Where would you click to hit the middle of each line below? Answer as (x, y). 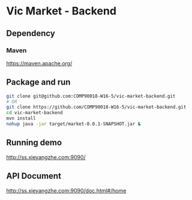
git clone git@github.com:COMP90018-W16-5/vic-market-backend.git (91, 96)
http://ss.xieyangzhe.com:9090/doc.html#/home (66, 190)
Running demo (34, 143)
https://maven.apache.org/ (39, 63)
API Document (34, 176)
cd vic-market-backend (34, 113)
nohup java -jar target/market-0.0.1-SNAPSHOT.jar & (73, 124)
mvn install (21, 118)
